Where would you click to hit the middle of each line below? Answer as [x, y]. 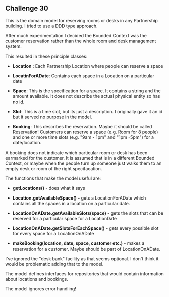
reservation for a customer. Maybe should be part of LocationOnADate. [86, 249]
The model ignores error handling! [41, 289]
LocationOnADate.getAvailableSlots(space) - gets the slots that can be [88, 213]
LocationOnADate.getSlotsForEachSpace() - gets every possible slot [86, 228]
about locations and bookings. [37, 279]
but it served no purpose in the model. [52, 117]
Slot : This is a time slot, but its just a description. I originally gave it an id [88, 111]
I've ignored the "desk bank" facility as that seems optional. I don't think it [82, 258]
